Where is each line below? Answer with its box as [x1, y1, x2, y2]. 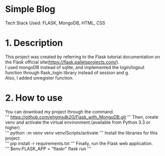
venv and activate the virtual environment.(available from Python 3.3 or [5, 119, 151, 125]
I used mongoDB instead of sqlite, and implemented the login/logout [5, 64, 145, 70]
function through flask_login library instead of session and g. [5, 70, 130, 76]
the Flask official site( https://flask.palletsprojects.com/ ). [5, 59, 119, 65]
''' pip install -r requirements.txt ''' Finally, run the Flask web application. [5, 140, 153, 146]
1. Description [5, 37, 63, 49]
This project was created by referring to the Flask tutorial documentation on [5, 54, 161, 60]
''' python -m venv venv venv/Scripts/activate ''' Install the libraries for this [5, 130, 158, 136]
